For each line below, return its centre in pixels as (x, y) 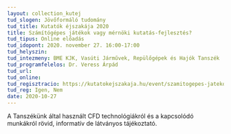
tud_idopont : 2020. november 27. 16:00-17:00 (73, 45)
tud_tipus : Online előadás (46, 39)
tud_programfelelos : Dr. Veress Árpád (63, 65)
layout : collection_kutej (44, 13)
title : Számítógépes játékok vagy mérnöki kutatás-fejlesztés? (100, 33)
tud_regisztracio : (33, 84)
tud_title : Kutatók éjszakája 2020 (58, 26)
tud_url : (20, 71)
